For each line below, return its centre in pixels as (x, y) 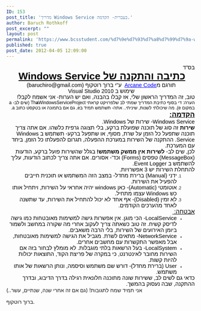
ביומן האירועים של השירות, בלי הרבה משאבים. (123, 230)
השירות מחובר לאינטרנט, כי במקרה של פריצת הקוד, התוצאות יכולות (98, 254)
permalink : (20, 39)
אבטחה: (184, 211)
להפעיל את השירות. (154, 181)
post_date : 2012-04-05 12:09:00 (46, 51)
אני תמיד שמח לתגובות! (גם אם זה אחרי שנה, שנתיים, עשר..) (74, 290)
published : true (26, 45)
